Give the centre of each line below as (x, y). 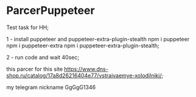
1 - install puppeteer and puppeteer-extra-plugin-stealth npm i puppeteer (98, 39)
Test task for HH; (27, 27)
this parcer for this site (34, 69)
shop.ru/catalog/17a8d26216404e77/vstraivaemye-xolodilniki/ (84, 75)
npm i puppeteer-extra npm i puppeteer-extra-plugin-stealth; (83, 45)
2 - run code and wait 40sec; (43, 57)
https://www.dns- (86, 69)
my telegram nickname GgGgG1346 (51, 87)
